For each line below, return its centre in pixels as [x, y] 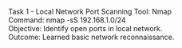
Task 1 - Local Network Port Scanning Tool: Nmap [90, 12]
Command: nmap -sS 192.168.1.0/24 [67, 20]
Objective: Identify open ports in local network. [85, 28]
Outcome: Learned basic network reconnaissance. [91, 37]
